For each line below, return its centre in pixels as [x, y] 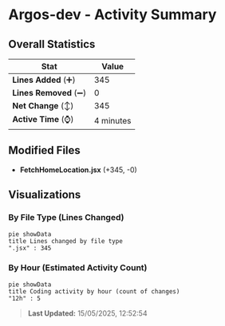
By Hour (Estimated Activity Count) [78, 268]
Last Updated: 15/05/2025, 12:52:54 [87, 313]
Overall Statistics [52, 44]
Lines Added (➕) [44, 80]
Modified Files [45, 150]
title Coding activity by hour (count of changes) [94, 291]
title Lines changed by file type [66, 241]
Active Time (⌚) [43, 119]
